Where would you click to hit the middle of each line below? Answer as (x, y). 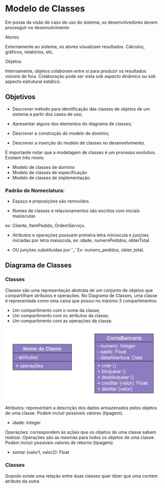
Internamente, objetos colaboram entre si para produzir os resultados (76, 71)
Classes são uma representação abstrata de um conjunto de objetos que (79, 290)
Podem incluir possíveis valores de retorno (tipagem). (60, 443)
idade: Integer (26, 423)
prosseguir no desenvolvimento (37, 27)
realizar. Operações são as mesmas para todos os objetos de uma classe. (80, 438)
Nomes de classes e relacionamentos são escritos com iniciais (76, 211)
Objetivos (20, 97)
